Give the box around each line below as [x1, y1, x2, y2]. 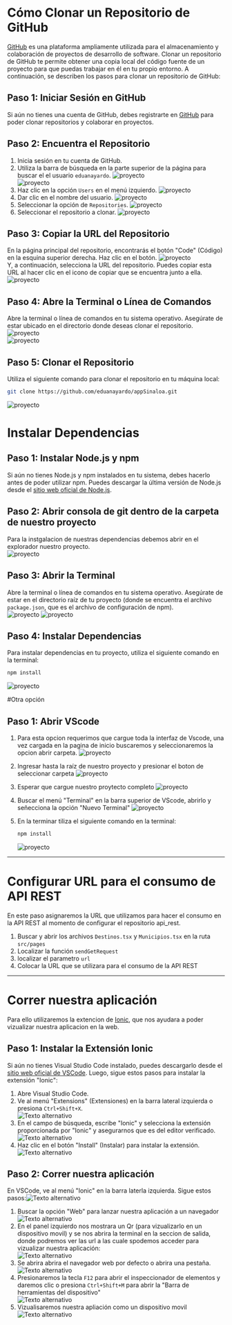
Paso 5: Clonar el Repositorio [7, 356, 135, 368]
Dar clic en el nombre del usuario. [17, 193, 114, 202]
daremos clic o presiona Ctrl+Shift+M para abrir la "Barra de [17, 1281, 190, 1290]
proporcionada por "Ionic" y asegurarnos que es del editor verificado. [17, 1126, 216, 1134]
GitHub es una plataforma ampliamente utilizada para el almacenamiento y [7, 42, 219, 51]
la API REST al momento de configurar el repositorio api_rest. [7, 918, 181, 927]
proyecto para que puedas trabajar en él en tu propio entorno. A [7, 64, 189, 73]
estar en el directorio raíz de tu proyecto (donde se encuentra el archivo [7, 595, 212, 604]
